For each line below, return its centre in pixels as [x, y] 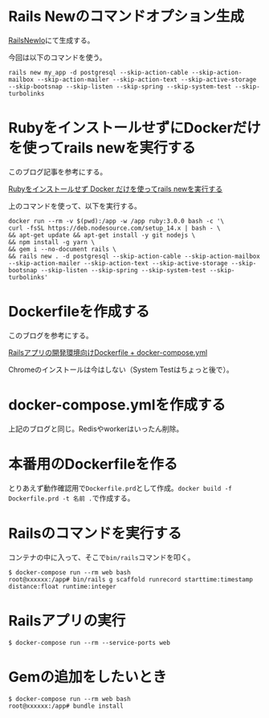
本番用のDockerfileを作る [93, 464]
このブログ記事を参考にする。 [58, 171]
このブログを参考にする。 [51, 335]
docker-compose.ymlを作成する [117, 405]
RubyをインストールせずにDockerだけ [134, 128]
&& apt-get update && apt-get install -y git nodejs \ [102, 235]
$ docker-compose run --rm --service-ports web [90, 643]
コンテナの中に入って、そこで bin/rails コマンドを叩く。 [102, 557]
